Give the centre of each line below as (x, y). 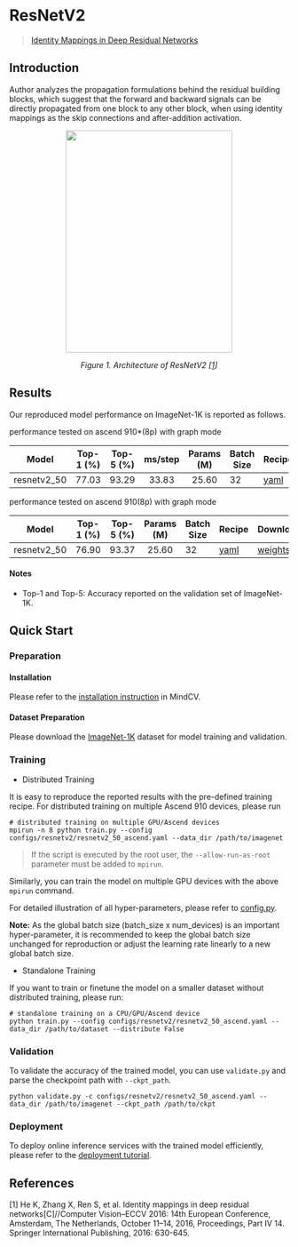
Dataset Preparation (47, 717)
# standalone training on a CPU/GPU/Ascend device (105, 1013)
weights (274, 549)
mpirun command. (42, 891)
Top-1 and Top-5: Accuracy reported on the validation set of (132, 593)
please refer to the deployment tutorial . (81, 1155)
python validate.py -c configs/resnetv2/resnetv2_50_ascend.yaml (132, 1097)
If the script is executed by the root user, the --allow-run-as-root (150, 854)
